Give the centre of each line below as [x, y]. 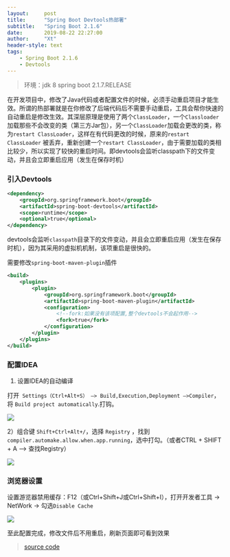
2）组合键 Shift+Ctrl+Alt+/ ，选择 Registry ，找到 [79, 431]
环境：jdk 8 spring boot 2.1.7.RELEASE [78, 85]
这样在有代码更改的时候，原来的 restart [134, 134]
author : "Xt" [32, 39]
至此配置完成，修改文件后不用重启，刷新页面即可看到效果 [88, 533]
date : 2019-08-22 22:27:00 [55, 33]
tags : [15, 52]
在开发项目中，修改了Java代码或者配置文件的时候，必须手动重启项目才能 [110, 99]
